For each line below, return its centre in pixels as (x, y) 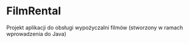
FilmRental (34, 11)
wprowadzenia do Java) (36, 33)
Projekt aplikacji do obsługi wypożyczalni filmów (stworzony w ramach (95, 27)
